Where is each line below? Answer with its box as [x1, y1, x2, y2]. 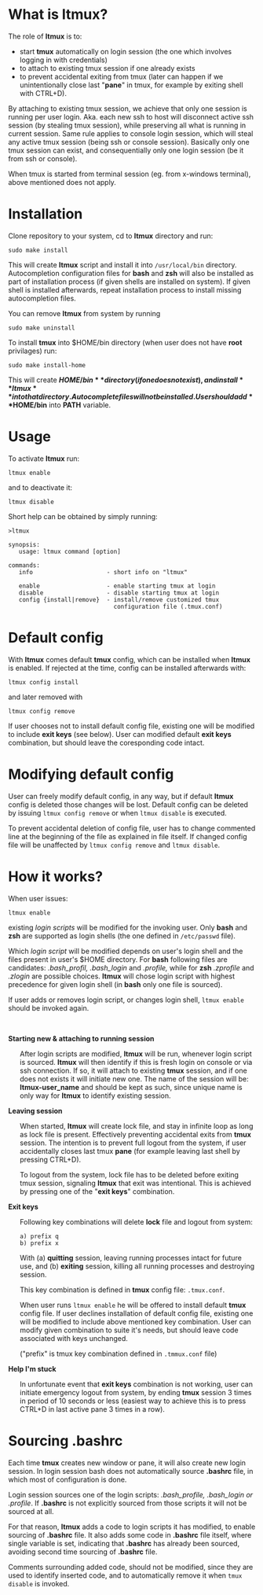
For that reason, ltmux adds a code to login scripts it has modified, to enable [8, 1522, 256, 1531]
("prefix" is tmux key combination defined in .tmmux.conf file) [19, 1349, 217, 1358]
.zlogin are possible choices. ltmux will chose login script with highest [8, 971, 236, 981]
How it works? [8, 867, 104, 886]
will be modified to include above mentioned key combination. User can [19, 1317, 251, 1326]
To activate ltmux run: [8, 454, 80, 463]
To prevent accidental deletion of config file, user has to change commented [8, 823, 256, 833]
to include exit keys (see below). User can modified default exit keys [8, 729, 232, 739]
